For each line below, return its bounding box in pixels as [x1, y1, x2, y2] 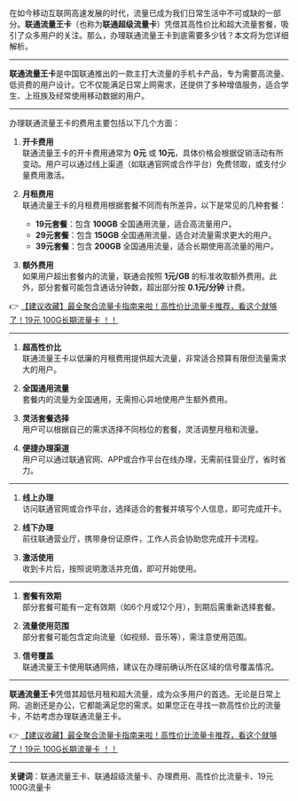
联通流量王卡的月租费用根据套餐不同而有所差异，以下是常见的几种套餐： [21, 200, 286, 210]
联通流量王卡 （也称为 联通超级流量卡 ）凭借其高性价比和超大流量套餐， [25, 19, 281, 29]
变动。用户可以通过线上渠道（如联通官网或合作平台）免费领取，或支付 [21, 159, 279, 169]
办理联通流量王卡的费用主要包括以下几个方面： [9, 118, 180, 128]
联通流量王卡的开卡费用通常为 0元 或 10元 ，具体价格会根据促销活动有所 [21, 147, 284, 158]
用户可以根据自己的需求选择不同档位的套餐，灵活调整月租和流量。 [21, 424, 263, 434]
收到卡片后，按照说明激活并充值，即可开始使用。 [21, 563, 201, 574]
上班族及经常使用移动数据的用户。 [24, 91, 149, 100]
